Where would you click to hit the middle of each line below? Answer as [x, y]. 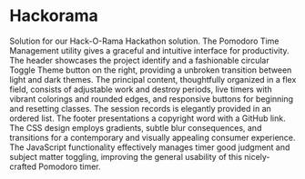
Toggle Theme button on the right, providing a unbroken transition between [151, 70]
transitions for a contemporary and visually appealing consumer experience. [152, 137]
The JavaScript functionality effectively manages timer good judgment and [150, 147]
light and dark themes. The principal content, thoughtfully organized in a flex [153, 79]
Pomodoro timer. [70, 166]
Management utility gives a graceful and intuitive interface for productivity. [149, 50]
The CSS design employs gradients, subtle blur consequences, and [136, 127]
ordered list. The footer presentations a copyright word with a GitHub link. [147, 118]
